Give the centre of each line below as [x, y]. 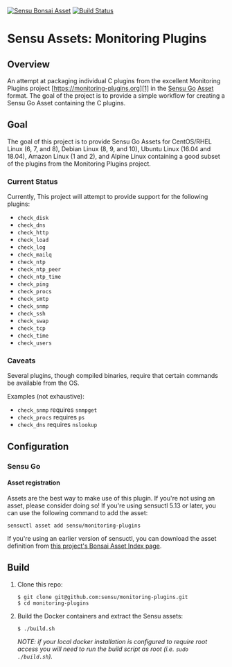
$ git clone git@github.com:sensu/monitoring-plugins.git [102, 597]
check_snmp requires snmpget [57, 410]
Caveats [21, 361]
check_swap [33, 321]
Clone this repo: [40, 584]
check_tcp [32, 329]
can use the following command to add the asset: [78, 512]
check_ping [33, 284]
